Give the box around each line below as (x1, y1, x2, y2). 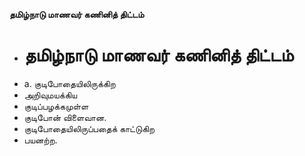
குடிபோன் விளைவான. (23, 111, 107, 123)
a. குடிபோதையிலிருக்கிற (23, 77, 116, 89)
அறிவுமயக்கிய (23, 89, 78, 101)
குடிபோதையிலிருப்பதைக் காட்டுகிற (23, 122, 155, 134)
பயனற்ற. (23, 134, 58, 146)
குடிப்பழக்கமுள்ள (23, 100, 89, 112)
